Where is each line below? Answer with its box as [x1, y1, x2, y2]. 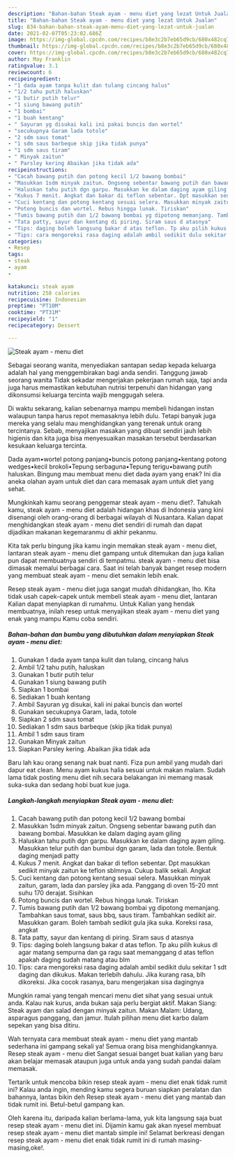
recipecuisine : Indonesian [8, 296, 86, 303]
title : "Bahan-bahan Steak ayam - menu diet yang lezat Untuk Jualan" [8, 17, 218, 24]
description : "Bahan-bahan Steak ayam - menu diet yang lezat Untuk [8, 10, 211, 17]
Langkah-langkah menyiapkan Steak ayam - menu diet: [8, 797, 174, 805]
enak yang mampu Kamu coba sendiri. [8, 614, 119, 623]
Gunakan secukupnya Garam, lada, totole [17, 707, 137, 716]
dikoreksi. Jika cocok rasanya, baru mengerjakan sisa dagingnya [17, 977, 204, 986]
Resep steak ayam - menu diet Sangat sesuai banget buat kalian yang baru [8, 1049, 223, 1058]
